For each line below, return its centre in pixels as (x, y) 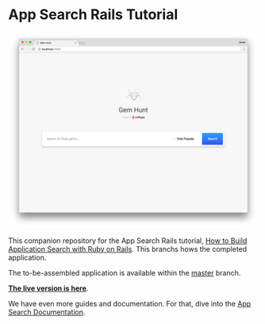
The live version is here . (48, 288)
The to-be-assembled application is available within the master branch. (125, 272)
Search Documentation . (47, 312)
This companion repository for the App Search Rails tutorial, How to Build (128, 241)
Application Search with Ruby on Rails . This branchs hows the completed (128, 249)
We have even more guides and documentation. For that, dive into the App (130, 303)
